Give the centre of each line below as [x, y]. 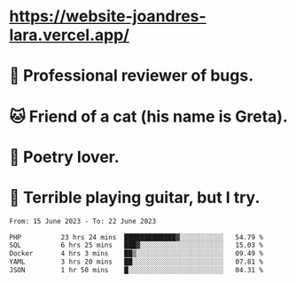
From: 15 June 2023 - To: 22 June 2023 [83, 221]
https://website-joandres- [108, 16]
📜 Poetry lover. [64, 157]
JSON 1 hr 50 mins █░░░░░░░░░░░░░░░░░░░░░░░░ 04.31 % [136, 271]
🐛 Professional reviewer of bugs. [132, 76]
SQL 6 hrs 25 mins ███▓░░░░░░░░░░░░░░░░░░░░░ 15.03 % [136, 246]
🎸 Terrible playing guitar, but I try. [135, 197]
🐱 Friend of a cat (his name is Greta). [148, 116]
